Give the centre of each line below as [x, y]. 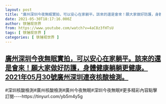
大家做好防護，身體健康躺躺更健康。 [93, 68]
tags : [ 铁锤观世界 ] [25, 33]
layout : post [19, 10]
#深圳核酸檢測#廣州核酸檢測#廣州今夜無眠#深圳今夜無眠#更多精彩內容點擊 [81, 90]
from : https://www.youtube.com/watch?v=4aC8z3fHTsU [59, 28]
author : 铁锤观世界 [23, 24]
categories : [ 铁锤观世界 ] [32, 38]
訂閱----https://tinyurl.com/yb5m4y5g [44, 96]
